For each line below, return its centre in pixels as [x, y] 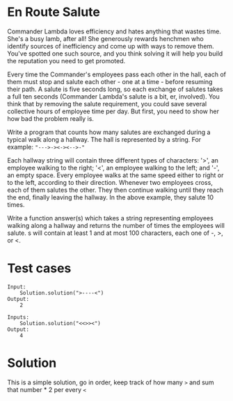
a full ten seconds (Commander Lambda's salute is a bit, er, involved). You [114, 96]
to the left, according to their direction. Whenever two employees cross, [110, 182]
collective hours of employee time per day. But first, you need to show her [113, 111]
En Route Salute [54, 12]
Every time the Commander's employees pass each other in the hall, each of [117, 74]
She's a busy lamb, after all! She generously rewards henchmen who [105, 38]
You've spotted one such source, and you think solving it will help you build [115, 54]
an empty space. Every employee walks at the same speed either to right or [115, 175]
